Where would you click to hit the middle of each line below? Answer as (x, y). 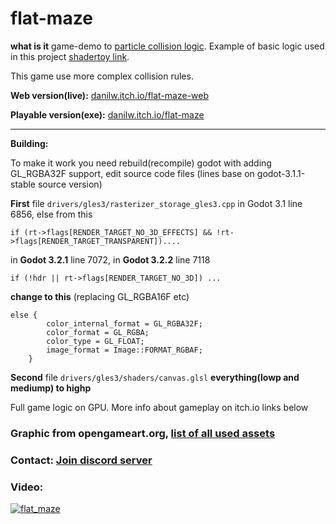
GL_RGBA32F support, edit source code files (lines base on (132, 173)
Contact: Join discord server (81, 460)
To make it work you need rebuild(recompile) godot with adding (141, 163)
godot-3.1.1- (281, 173)
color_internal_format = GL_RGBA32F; (124, 323)
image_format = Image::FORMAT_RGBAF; (124, 350)
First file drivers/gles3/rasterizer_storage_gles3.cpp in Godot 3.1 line (156, 203)
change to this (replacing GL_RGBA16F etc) (100, 296)
